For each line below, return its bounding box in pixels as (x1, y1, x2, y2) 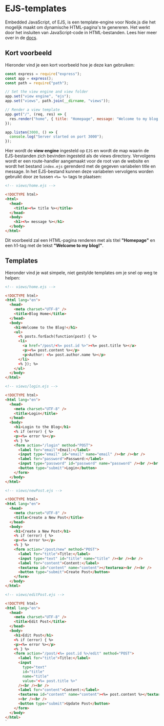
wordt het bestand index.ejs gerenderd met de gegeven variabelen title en (5, 164, 156, 169)
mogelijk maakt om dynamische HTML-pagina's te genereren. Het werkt (5, 24, 150, 30)
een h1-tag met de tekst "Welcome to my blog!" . (5, 242, 103, 248)
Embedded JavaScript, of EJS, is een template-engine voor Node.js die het (5, 19, 156, 25)
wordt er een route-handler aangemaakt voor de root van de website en (5, 158, 150, 164)
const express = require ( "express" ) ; (5, 71, 82, 76)
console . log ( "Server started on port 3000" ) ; (9, 134, 104, 140)
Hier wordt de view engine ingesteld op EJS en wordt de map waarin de (5, 148, 149, 154)
